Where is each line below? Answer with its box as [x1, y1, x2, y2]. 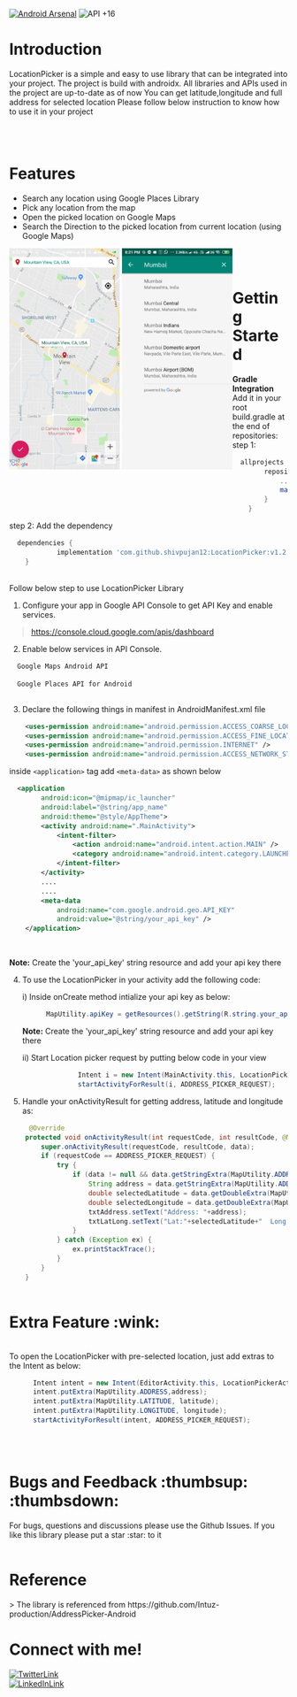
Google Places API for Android [17, 680, 133, 688]
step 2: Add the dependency [9, 520, 113, 531]
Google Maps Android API [17, 662, 109, 671]
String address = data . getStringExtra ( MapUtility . [88, 1179, 278, 1189]
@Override [28, 1124, 65, 1133]
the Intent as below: [9, 1360, 81, 1371]
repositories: [232, 430, 278, 441]
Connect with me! [9, 1639, 143, 1659]
